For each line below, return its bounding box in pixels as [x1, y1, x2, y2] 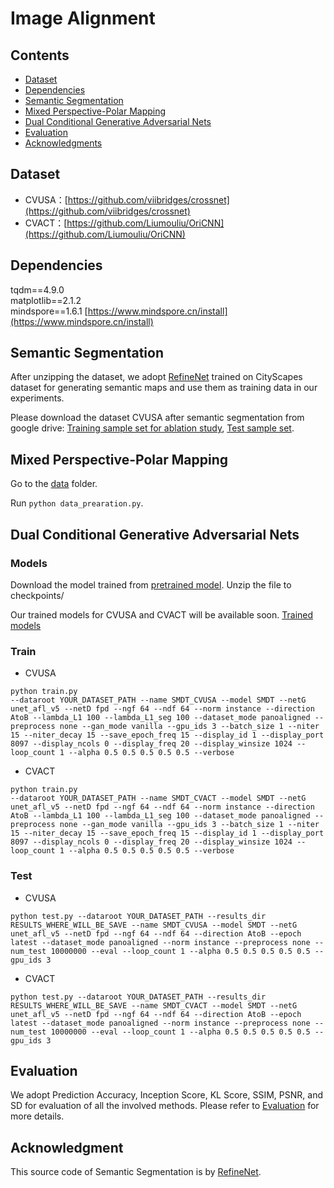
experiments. [10, 392, 65, 404]
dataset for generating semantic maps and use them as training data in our [10, 382, 318, 394]
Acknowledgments [24, 137, 103, 149]
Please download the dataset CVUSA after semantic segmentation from [10, 412, 305, 424]
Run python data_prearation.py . [10, 497, 144, 509]
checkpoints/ [10, 589, 65, 601]
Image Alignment [10, 7, 156, 30]
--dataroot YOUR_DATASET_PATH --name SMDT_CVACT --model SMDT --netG [10, 793, 307, 804]
